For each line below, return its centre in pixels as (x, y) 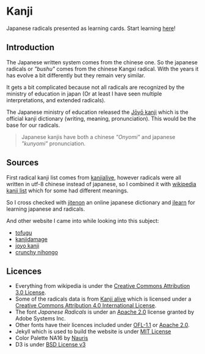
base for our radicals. (33, 125)
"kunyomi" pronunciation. (53, 143)
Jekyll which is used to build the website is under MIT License (93, 331)
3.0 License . (31, 293)
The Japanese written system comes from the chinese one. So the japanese (102, 62)
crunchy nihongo (37, 252)
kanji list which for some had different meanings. (67, 190)
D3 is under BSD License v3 (50, 345)
